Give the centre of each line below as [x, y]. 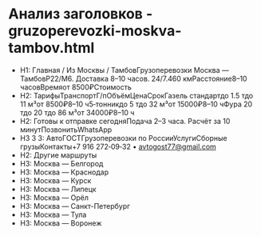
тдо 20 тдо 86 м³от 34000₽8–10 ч [77, 112]
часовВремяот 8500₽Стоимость [75, 87]
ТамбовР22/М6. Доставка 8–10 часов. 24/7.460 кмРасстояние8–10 [133, 78]
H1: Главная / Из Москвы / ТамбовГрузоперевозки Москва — [125, 70]
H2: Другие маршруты [58, 155]
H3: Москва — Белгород [61, 163]
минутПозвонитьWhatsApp [66, 130]
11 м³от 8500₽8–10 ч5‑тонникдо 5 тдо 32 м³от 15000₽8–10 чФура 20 [136, 104]
